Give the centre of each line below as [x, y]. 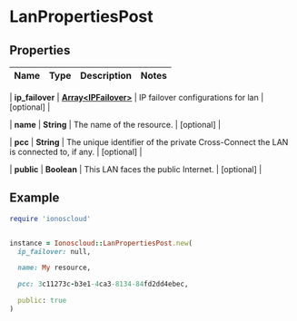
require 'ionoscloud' [50, 219]
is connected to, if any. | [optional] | [76, 152]
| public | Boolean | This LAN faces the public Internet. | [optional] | [136, 169]
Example [35, 198]
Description [106, 76]
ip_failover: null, [54, 251]
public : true [42, 301]
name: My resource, [54, 268]
